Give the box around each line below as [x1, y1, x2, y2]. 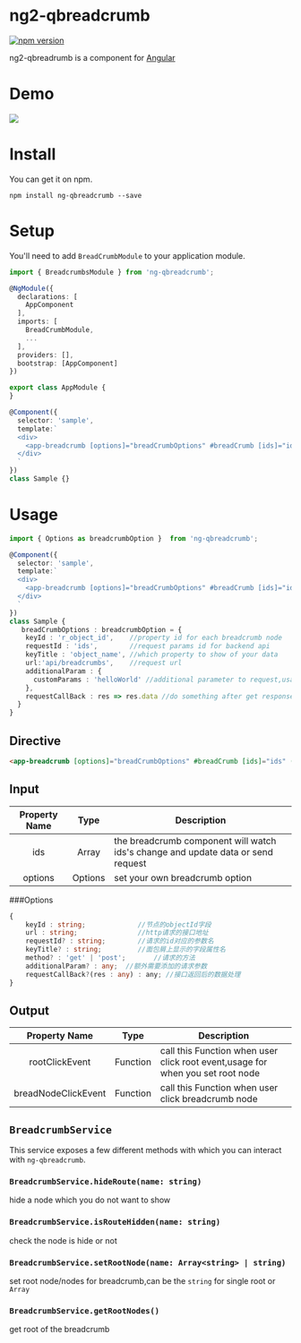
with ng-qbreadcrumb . [9, 1154, 86, 1165]
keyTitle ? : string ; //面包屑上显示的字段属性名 [25, 945, 227, 954]
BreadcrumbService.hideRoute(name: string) [9, 1176, 202, 1187]
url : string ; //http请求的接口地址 [25, 928, 209, 937]
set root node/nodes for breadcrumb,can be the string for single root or [9, 1276, 276, 1287]
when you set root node [159, 1067, 261, 1080]
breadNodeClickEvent [13, 1087, 107, 1099]
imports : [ [17, 317, 58, 327]
